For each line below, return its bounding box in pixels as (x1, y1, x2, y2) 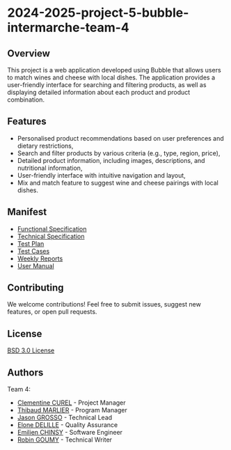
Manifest (7, 206, 47, 218)
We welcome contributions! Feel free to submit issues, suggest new (7, 300, 202, 309)
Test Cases (17, 247, 50, 255)
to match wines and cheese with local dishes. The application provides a (7, 73, 216, 82)
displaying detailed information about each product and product (7, 88, 191, 96)
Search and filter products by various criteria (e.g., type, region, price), (17, 148, 221, 157)
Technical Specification (17, 232, 85, 240)
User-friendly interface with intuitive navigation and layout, (17, 171, 186, 179)
